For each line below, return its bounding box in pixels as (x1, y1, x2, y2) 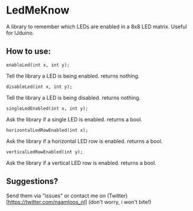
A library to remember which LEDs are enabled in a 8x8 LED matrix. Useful (6, 23, 187, 30)
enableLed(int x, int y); (6, 62, 70, 68)
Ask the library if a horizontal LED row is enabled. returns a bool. (6, 137, 163, 144)
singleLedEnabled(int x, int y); (6, 105, 89, 111)
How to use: (6, 47, 51, 57)
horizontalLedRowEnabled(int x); (6, 127, 89, 133)
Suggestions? (6, 176, 58, 186)
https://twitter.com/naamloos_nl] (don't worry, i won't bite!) (8, 198, 152, 205)
